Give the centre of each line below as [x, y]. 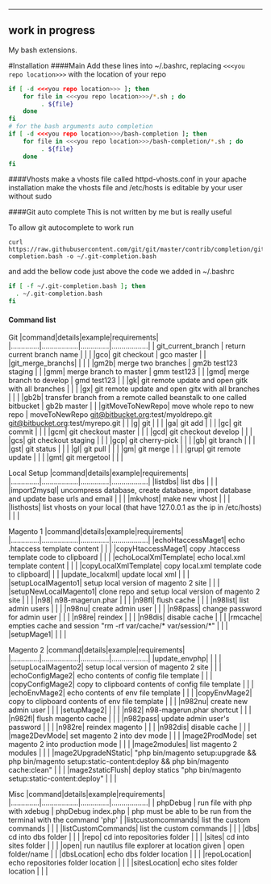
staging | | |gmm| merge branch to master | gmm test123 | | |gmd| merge [129, 372]
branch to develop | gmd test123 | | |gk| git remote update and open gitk [128, 381]
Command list [32, 319]
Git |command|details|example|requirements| [83, 338]
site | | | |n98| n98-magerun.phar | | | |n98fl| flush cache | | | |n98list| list [129, 600]
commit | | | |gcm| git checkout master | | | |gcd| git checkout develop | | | [130, 432]
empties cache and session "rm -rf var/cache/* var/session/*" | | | [118, 626]
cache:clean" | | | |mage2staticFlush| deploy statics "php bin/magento [125, 770]
